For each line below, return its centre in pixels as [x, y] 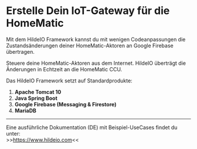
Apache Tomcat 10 [38, 92]
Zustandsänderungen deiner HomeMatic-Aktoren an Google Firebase [90, 46]
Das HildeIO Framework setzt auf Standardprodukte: [69, 81]
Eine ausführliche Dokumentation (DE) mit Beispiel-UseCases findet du [92, 127]
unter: [13, 133]
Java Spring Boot [36, 98]
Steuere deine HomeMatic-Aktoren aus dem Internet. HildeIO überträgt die [96, 63]
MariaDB [26, 110]
